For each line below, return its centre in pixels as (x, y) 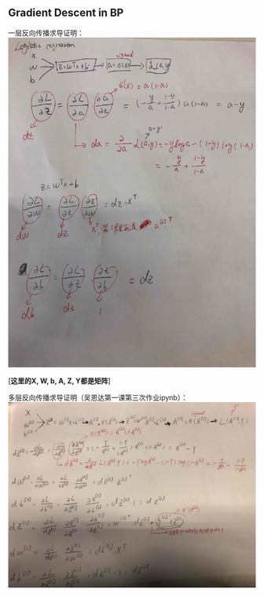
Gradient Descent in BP (66, 13)
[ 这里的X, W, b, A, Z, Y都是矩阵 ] (60, 381)
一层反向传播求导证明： (46, 33)
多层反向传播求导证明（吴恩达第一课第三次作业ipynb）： (98, 397)
